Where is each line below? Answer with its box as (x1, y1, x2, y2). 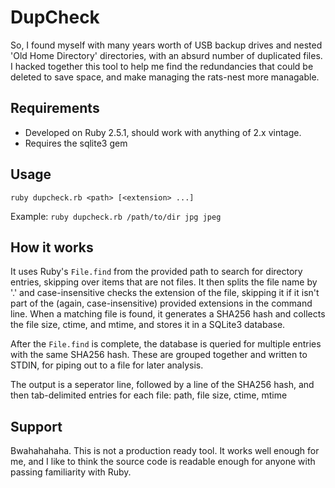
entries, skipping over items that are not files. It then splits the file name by (10, 276, 318, 288)
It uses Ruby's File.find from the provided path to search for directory (10, 266, 303, 278)
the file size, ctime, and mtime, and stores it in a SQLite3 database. (10, 319, 286, 331)
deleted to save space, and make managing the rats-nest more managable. (10, 71, 320, 83)
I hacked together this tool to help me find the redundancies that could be (10, 60, 314, 72)
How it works (10, 239, 94, 256)
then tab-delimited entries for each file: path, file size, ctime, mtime (10, 389, 288, 401)
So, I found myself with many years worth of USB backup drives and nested (10, 39, 323, 51)
